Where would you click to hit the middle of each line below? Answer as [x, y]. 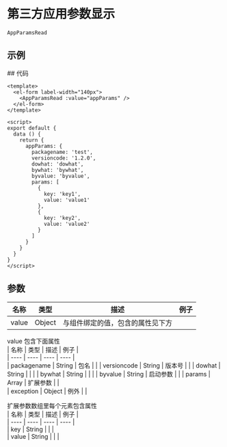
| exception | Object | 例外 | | [47, 391]
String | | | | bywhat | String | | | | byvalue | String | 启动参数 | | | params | [109, 374]
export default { [32, 128]
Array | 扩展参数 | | [33, 382]
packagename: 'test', [63, 152]
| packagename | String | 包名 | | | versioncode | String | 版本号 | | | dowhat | [114, 365]
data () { [27, 134]
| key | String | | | [31, 429]
